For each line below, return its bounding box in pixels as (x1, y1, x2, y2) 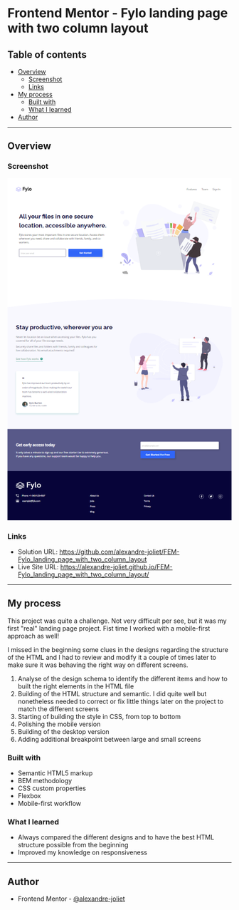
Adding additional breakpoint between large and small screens (17, 735, 201, 743)
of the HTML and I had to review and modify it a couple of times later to (7, 653, 217, 661)
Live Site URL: (17, 562, 59, 571)
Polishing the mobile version (17, 720, 101, 728)
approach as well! (7, 631, 60, 640)
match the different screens (17, 704, 100, 713)
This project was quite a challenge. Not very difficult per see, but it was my (7, 616, 227, 625)
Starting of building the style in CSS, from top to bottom (17, 712, 181, 720)
